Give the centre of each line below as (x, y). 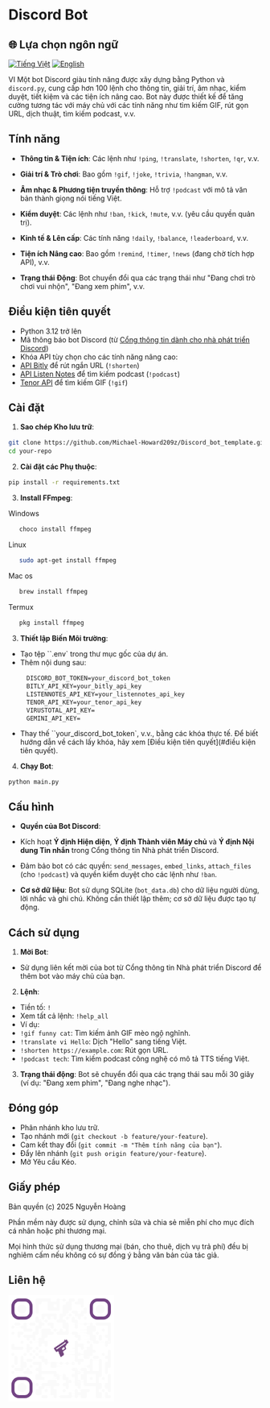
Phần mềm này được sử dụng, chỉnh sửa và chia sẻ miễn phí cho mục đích (131, 1222)
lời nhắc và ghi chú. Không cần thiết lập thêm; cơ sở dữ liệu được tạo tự (138, 899)
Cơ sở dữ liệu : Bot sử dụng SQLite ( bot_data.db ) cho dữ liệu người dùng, (139, 890)
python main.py (34, 782)
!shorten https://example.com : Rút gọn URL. (94, 1050)
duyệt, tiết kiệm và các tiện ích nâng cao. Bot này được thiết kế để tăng (126, 97)
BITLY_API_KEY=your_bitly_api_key (84, 686)
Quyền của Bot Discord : (60, 826)
